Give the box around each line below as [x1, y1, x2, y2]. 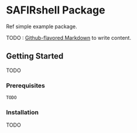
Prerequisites [6, 81, 45, 90]
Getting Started [6, 51, 64, 62]
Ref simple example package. [6, 23, 77, 30]
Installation [6, 108, 39, 116]
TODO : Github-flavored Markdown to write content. [6, 34, 132, 41]
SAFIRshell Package [6, 4, 105, 17]
